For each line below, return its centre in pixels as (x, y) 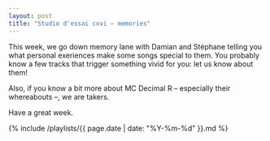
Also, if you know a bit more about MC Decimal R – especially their (120, 88)
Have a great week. (41, 112)
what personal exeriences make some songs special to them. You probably (134, 55)
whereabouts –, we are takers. (59, 96)
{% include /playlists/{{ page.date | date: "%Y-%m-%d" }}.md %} (118, 128)
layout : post (30, 16)
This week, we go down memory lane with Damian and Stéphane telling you (135, 46)
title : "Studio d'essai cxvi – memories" (80, 23)
